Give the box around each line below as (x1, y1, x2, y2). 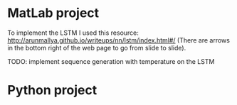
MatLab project (7, 5, 100, 21)
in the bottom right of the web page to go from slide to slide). (7, 43, 186, 52)
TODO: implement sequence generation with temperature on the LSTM (7, 57, 215, 65)
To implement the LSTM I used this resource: (7, 28, 139, 37)
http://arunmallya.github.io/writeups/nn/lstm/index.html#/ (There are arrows (7, 35, 230, 44)
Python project (7, 82, 98, 99)
